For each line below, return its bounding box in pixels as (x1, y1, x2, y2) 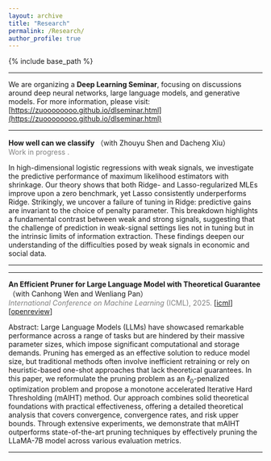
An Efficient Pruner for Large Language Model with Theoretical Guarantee (8, 279, 261, 289)
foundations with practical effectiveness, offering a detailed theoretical (8, 401, 244, 412)
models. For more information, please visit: (8, 97, 151, 107)
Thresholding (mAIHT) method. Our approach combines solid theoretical (8, 393, 249, 403)
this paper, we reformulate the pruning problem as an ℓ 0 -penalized (8, 374, 230, 386)
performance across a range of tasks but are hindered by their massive (8, 331, 245, 341)
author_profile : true (8, 34, 81, 43)
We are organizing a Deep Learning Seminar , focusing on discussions (8, 80, 242, 90)
